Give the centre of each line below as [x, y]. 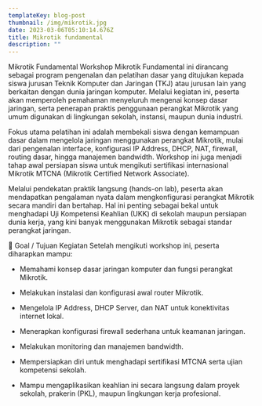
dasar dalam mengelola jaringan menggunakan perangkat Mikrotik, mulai [126, 140]
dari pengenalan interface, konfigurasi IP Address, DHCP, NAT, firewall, [123, 149]
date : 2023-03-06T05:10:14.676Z [61, 30]
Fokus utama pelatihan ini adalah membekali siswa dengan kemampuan [124, 132]
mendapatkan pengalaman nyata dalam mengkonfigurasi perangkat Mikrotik [131, 198]
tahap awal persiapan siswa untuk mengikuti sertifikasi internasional [118, 165]
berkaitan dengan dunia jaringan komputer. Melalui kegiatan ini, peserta [124, 92]
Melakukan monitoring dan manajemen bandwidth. [102, 346]
